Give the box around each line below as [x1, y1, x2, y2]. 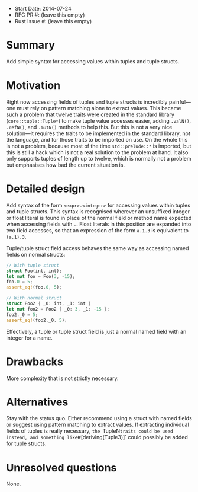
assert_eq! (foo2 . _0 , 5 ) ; [6, 317, 67, 323]
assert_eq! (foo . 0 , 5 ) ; [6, 285, 62, 290]
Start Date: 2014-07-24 [14, 5, 72, 12]
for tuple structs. [6, 440, 47, 447]
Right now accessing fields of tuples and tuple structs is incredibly [6, 98, 168, 106]
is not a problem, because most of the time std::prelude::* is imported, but [6, 142, 191, 149]
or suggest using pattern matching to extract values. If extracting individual [6, 421, 189, 429]
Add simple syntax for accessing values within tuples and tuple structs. [6, 57, 180, 65]
